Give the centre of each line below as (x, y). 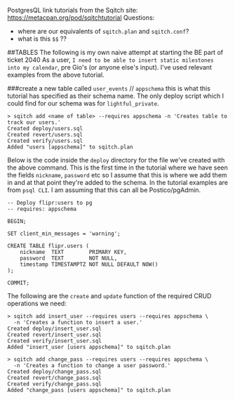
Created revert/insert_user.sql (54, 335)
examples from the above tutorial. (56, 75)
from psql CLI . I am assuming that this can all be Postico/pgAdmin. (104, 190)
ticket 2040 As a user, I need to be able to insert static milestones (110, 60)
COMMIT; (19, 283)
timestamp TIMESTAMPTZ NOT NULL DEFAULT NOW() (89, 265)
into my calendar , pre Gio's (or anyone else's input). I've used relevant (110, 67)
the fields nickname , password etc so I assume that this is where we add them (117, 175)
